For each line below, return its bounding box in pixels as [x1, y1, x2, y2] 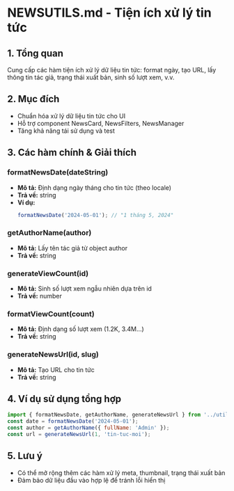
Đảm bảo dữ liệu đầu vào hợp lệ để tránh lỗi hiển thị [17, 476, 166, 484]
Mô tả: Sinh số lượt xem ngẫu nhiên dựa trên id [17, 284, 152, 293]
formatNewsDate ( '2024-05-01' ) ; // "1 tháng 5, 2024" [17, 211, 174, 218]
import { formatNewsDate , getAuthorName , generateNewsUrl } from [7, 412, 201, 419]
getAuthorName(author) [7, 228, 92, 238]
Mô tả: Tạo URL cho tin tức [17, 365, 95, 373]
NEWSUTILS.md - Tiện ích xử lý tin [7, 5, 212, 21]
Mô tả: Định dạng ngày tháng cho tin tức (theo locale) [17, 183, 172, 192]
